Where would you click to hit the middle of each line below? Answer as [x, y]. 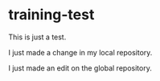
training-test [51, 15]
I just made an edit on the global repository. [80, 68]
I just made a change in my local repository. [80, 52]
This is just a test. [37, 37]
